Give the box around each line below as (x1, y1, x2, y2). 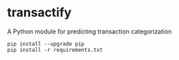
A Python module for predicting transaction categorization (7, 27, 172, 35)
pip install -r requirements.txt (7, 46, 103, 53)
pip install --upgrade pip (7, 40, 85, 47)
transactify (7, 5, 72, 20)
